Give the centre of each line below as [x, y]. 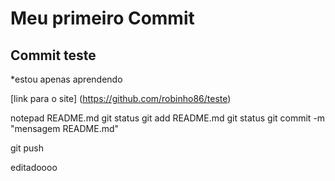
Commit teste [53, 55]
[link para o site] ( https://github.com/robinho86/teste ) [121, 98]
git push [27, 148]
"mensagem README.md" [65, 128]
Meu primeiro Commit [102, 18]
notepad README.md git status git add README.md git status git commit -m [168, 118]
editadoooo [34, 167]
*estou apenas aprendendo [66, 79]
